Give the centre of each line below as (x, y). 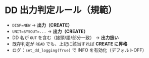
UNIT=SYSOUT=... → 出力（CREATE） (50, 31)
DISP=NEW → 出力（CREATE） (42, 25)
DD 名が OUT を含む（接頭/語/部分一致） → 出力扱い (65, 37)
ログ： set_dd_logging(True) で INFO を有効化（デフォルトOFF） (79, 50)
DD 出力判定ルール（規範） (61, 10)
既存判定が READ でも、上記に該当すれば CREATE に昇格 (70, 43)
